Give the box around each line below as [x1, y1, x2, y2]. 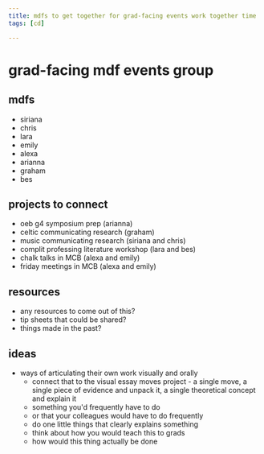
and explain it [31, 394, 77, 403]
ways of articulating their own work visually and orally [19, 368, 198, 378]
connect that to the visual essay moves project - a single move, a [31, 376, 247, 386]
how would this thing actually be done [31, 436, 158, 446]
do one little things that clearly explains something [31, 419, 199, 429]
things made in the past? [19, 324, 102, 333]
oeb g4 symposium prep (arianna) [19, 219, 133, 229]
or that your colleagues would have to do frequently [31, 411, 204, 420]
